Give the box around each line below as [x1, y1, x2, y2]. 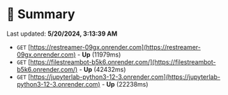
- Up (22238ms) [101, 80, 149, 88]
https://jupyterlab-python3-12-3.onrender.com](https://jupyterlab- [30, 73, 221, 81]
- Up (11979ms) [77, 50, 121, 59]
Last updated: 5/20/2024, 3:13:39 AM [6, 29, 118, 38]
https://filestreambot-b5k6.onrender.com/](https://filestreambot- [30, 57, 216, 66]
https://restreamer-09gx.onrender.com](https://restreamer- [30, 43, 202, 51]
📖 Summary [6, 6, 75, 22]
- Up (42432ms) [79, 65, 126, 73]
